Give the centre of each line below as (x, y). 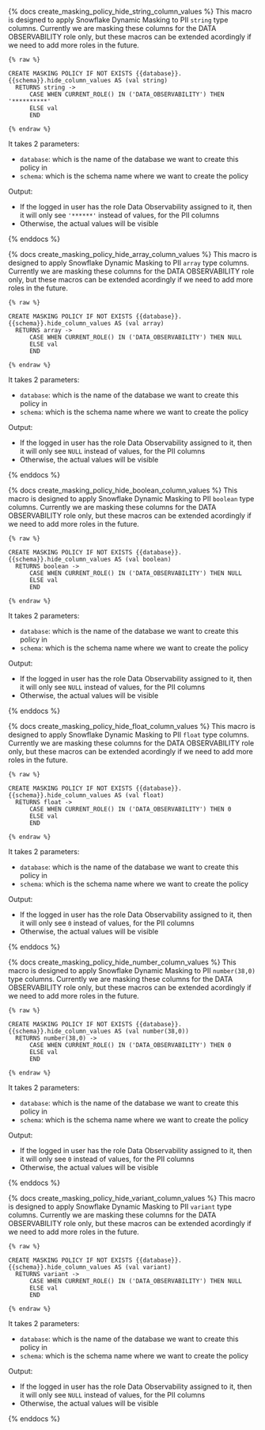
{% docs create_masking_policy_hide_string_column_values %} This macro (130, 12)
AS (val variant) (143, 1267)
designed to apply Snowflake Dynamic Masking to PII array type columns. (129, 263)
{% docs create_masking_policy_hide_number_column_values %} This (122, 962)
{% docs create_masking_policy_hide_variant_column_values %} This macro (132, 1198)
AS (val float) (139, 796)
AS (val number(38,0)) (152, 1031)
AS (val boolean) (143, 559)
